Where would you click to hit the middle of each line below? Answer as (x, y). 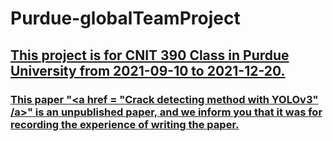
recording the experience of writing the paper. (125, 124)
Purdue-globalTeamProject (125, 18)
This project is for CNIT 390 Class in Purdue (150, 55)
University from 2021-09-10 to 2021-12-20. (148, 70)
